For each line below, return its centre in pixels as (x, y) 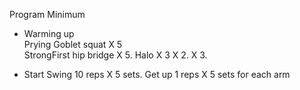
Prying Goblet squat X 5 (73, 44)
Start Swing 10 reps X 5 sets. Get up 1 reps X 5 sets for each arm (157, 74)
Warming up (49, 33)
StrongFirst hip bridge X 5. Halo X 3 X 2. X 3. (115, 55)
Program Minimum (47, 14)
